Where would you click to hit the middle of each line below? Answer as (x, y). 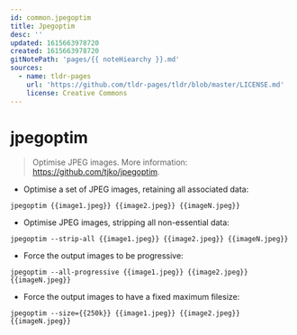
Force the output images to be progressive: (103, 256)
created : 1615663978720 (55, 51)
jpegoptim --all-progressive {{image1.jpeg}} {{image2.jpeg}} (129, 272)
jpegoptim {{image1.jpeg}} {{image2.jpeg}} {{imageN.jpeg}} (126, 206)
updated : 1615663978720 (55, 43)
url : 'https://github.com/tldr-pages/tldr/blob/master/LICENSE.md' (155, 85)
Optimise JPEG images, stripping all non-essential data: (126, 222)
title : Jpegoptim (43, 26)
